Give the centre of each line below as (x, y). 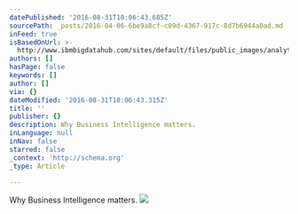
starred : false (37, 149)
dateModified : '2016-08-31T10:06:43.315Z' (89, 100)
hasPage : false (37, 67)
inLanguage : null (41, 133)
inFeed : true (33, 34)
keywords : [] (33, 75)
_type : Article (37, 166)
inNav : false (33, 141)
